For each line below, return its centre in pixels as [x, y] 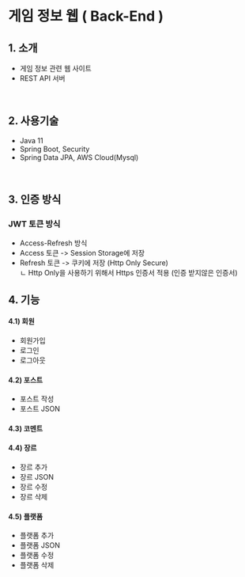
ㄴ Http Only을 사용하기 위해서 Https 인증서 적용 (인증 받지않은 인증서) [129, 272]
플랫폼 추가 [37, 536]
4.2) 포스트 [26, 380]
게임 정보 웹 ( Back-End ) [86, 16]
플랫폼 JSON [40, 545]
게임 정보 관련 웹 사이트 [56, 68]
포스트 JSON [40, 409]
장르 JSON [36, 477]
